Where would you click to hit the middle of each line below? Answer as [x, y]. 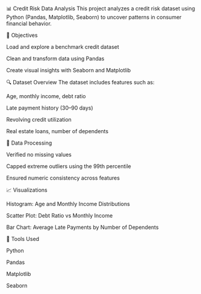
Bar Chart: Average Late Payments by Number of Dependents [82, 227]
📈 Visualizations [27, 190]
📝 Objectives [22, 35]
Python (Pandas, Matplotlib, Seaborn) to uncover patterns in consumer [94, 17]
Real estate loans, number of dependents [57, 131]
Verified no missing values [39, 155]
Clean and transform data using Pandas [55, 58]
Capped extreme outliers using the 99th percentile [69, 166]
